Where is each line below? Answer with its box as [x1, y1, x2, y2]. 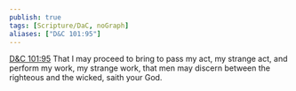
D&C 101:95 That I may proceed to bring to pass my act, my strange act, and [9, 54, 288, 64]
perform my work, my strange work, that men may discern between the [9, 63, 271, 73]
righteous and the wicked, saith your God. [9, 72, 163, 83]
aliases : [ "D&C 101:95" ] [9, 29, 101, 38]
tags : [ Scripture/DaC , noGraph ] [9, 21, 129, 30]
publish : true [9, 12, 62, 22]
